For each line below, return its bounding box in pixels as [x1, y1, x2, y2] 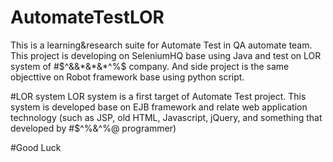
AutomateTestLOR [10, 6, 165, 29]
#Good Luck [10, 141, 62, 153]
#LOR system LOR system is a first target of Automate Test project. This [10, 90, 307, 102]
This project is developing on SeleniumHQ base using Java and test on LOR [10, 49, 322, 61]
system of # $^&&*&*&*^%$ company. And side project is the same [10, 60, 290, 72]
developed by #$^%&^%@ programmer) [10, 122, 177, 134]
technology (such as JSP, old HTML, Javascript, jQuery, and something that [10, 111, 323, 123]
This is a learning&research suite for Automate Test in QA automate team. [10, 39, 313, 51]
